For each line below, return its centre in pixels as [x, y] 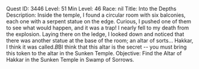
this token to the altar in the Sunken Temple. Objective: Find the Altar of [94, 53]
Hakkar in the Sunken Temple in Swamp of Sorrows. [70, 60]
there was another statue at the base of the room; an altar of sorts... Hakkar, [100, 40]
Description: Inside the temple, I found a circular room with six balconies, [96, 15]
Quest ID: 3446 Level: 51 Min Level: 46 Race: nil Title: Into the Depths [91, 9]
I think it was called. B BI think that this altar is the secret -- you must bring [97, 47]
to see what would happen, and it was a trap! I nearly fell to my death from [98, 28]
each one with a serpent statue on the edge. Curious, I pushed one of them [99, 21]
